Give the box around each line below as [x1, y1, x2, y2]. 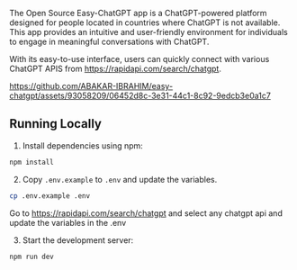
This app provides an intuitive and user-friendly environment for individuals [9, 27, 288, 37]
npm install [9, 157, 54, 166]
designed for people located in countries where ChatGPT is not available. [9, 17, 281, 28]
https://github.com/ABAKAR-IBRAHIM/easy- [9, 81, 174, 91]
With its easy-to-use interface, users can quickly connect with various [9, 54, 270, 64]
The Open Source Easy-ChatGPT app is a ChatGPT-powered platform [9, 8, 267, 18]
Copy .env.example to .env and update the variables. [22, 174, 218, 184]
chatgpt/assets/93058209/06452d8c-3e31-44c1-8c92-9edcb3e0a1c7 [9, 90, 272, 101]
